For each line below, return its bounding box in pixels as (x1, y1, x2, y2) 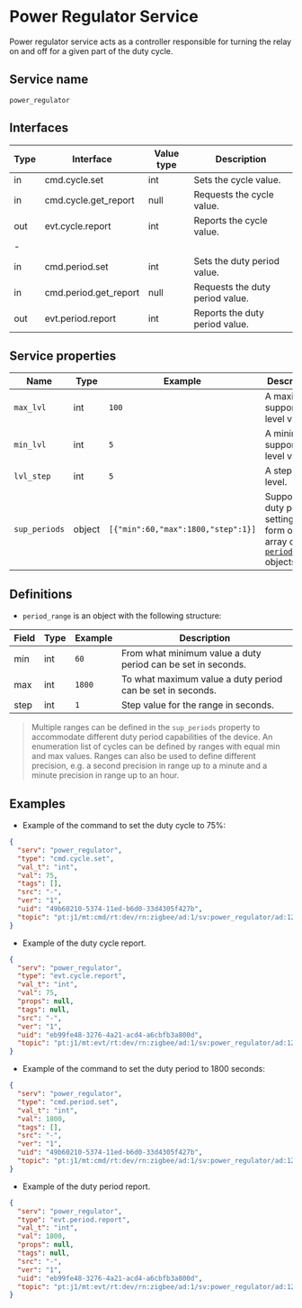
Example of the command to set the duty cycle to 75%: (22, 820, 226, 830)
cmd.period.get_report (44, 286, 140, 298)
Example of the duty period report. (22, 1181, 151, 1192)
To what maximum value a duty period (120, 673, 283, 686)
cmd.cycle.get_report (44, 194, 135, 206)
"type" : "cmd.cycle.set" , (17, 854, 115, 863)
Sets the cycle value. (193, 173, 281, 186)
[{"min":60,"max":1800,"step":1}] (109, 525, 256, 535)
